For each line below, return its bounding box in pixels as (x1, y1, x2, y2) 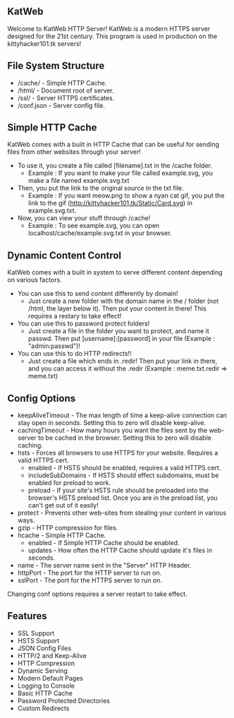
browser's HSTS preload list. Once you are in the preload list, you (27, 493, 218, 502)
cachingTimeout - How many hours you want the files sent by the (17, 426, 208, 435)
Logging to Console (17, 681, 75, 690)
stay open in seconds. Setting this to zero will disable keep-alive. (17, 419, 207, 427)
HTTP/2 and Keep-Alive (17, 651, 87, 659)
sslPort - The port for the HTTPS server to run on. (17, 576, 162, 585)
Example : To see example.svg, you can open (27, 222, 160, 230)
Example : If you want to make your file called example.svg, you (27, 169, 213, 177)
